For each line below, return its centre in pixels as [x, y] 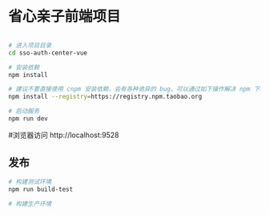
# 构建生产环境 [30, 204]
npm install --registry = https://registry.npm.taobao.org [105, 97]
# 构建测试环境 [30, 181]
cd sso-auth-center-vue [48, 53]
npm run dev [28, 119]
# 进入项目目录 [30, 45]
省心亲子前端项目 [65, 16]
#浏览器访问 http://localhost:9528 [64, 135]
